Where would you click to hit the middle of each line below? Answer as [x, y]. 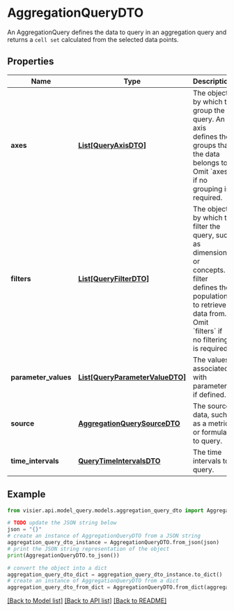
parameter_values [41, 377]
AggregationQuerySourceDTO [129, 423]
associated [211, 368]
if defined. [209, 394]
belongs [206, 163]
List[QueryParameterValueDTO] [132, 377]
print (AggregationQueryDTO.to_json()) [63, 555]
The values [211, 359]
